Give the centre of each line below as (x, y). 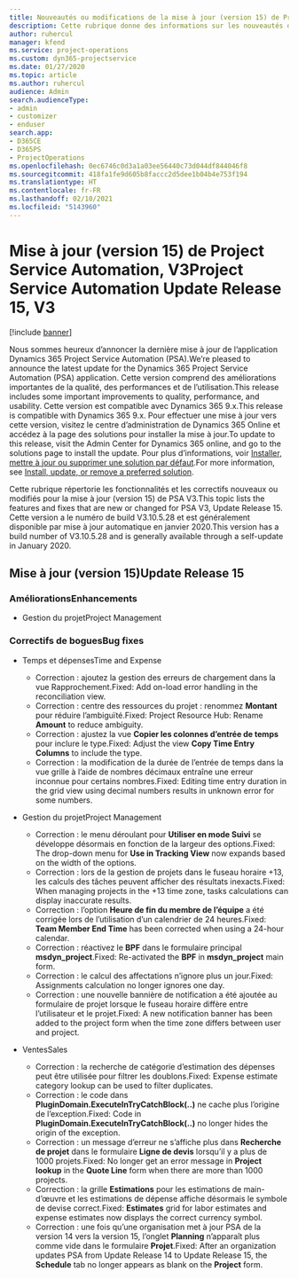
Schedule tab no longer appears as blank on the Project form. (149, 1264)
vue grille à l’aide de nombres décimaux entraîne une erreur (144, 772)
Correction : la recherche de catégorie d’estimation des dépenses (155, 1066)
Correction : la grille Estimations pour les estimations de (138, 1189)
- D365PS (25, 149)
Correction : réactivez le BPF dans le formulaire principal (138, 947)
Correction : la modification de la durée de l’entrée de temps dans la (159, 762)
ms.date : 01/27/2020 (47, 67)
